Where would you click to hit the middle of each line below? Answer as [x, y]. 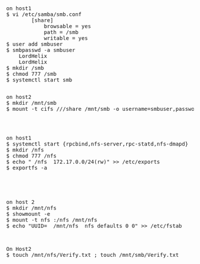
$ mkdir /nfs [25, 150]
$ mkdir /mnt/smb [31, 103]
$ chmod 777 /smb [31, 74]
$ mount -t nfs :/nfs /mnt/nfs [52, 220]
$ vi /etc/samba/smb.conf [44, 14]
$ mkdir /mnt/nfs [31, 208]
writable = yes [66, 38]
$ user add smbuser [35, 44]
